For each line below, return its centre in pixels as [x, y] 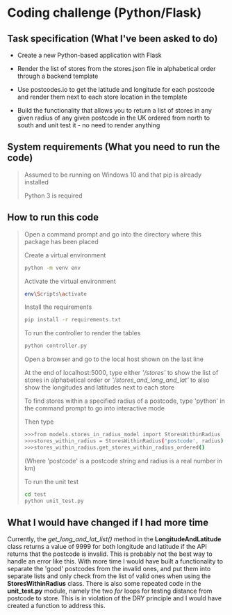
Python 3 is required [53, 195]
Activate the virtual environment [70, 281]
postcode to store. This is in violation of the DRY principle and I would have [115, 598]
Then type [39, 422]
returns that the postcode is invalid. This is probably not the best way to [110, 554]
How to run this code [53, 217]
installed [36, 182]
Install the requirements [58, 307]
